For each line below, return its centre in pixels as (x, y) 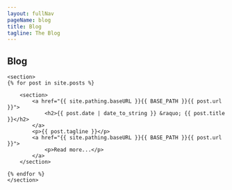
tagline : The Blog (34, 33)
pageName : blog (29, 20)
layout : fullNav (31, 14)
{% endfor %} (26, 174)
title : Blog (24, 26)
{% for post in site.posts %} (51, 83)
